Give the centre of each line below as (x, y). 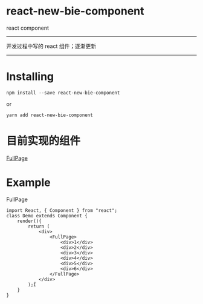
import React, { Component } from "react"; (62, 210)
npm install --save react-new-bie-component (63, 93)
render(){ (30, 221)
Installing (30, 77)
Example (28, 182)
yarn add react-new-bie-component (50, 115)
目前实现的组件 (43, 141)
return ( (39, 226)
